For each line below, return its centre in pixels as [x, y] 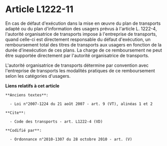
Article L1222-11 [39, 9]
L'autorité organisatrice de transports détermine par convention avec [77, 65]
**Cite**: [16, 113]
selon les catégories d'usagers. [38, 76]
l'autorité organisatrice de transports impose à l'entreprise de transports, [81, 34]
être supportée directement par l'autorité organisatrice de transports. [77, 55]
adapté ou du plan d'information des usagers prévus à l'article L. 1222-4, [81, 28]
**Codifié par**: [24, 130]
